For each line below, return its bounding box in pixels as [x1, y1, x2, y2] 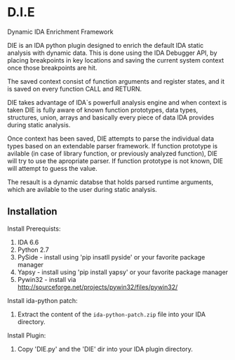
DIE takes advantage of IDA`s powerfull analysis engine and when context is [7, 98, 227, 106]
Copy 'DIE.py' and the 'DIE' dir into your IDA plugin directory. [17, 345, 193, 353]
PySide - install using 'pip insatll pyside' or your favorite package [17, 252, 206, 261]
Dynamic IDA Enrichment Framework [7, 27, 114, 36]
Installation [7, 205, 58, 218]
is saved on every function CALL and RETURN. [7, 84, 142, 93]
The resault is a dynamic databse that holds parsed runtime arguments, [7, 177, 214, 186]
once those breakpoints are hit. [7, 63, 98, 72]
